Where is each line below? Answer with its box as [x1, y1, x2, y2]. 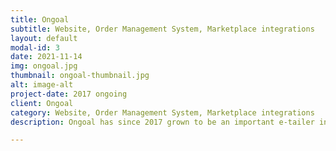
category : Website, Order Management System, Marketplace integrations [10, 107, 315, 118]
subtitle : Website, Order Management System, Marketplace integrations [10, 24, 315, 34]
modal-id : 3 [10, 42, 60, 53]
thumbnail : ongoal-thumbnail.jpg [10, 71, 150, 81]
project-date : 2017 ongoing [10, 89, 128, 99]
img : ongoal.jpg [10, 61, 78, 71]
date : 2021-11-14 [10, 52, 83, 62]
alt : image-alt [10, 80, 74, 90]
